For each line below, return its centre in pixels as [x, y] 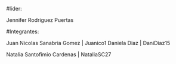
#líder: [14, 9]
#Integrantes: [23, 31]
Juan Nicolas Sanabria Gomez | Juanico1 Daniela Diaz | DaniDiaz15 [88, 43]
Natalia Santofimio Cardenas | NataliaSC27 [59, 55]
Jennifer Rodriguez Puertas [40, 20]
